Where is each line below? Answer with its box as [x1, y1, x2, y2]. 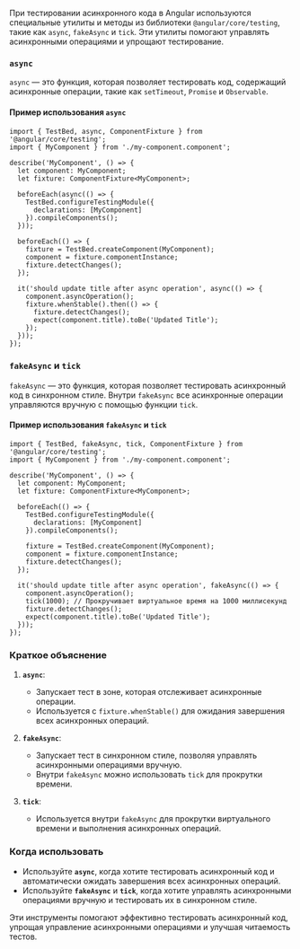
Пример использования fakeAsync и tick [9, 419, 167, 430]
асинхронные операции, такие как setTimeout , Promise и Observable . [9, 86, 269, 97]
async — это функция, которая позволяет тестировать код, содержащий [9, 76, 287, 88]
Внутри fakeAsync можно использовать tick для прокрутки [35, 769, 263, 780]
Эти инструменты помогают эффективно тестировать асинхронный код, [9, 911, 289, 923]
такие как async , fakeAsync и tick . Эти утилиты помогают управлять [9, 27, 269, 37]
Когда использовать [9, 846, 104, 858]
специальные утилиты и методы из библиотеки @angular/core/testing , [9, 17, 280, 28]
